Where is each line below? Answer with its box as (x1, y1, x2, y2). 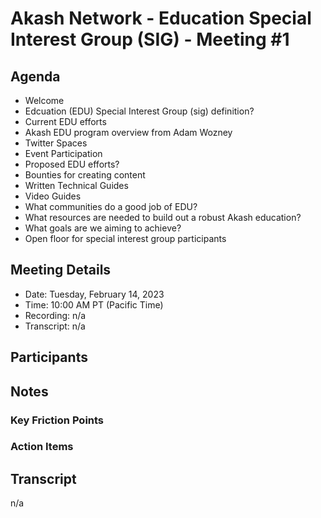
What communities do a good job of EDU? (24, 201, 198, 212)
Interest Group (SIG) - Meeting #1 (10, 28, 290, 51)
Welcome (24, 95, 65, 106)
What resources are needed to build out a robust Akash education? (24, 212, 302, 223)
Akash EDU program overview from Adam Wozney (24, 127, 233, 138)
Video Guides (24, 190, 82, 202)
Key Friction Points (10, 413, 105, 427)
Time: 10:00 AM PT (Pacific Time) (24, 298, 164, 311)
